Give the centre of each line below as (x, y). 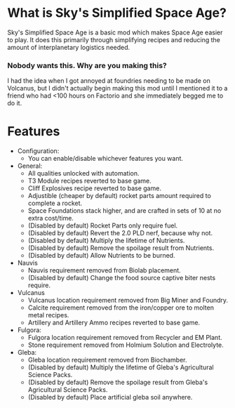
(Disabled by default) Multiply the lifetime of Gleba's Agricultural (121, 367)
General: (30, 166)
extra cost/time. (51, 218)
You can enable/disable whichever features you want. (106, 159)
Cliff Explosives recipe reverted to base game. (94, 188)
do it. (15, 103)
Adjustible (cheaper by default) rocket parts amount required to (120, 196)
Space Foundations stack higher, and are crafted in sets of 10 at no (125, 211)
